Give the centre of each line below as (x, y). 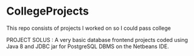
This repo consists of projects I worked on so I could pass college (89, 28)
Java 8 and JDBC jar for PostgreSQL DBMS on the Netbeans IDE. (88, 46)
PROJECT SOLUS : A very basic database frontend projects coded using (97, 40)
